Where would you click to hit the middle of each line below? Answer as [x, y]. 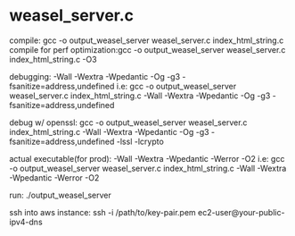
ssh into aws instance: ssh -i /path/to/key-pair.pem [102, 212]
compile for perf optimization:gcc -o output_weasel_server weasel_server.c [147, 49]
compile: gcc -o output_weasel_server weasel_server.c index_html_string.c [147, 40]
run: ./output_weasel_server [60, 195]
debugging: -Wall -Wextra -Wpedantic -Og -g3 [95, 76]
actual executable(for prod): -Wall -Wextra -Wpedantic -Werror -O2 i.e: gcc [147, 158]
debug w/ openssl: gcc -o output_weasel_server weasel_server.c [128, 122]
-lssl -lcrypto [140, 141]
